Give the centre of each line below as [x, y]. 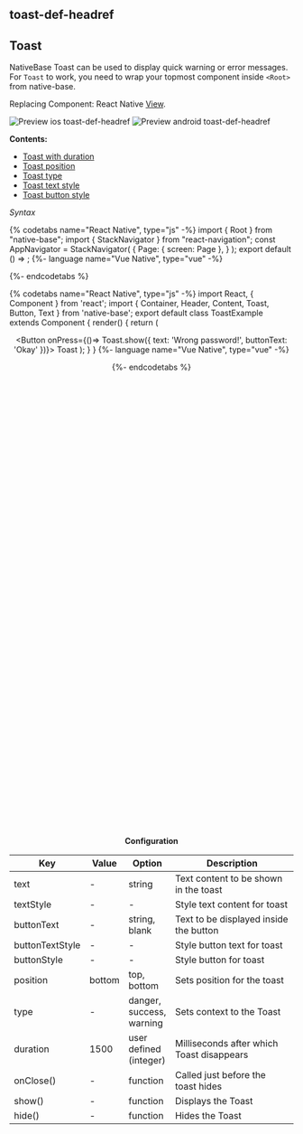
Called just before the [220, 1075]
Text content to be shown [229, 878]
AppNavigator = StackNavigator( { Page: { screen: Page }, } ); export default [150, 249]
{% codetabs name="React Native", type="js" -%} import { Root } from [141, 230]
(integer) [147, 1061]
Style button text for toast [229, 945]
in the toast [198, 890]
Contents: [28, 139]
